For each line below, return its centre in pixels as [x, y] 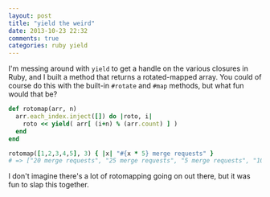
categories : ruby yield [48, 46]
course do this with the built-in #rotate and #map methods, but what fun [126, 86]
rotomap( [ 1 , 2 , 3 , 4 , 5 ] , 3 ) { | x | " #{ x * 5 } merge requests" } [111, 154]
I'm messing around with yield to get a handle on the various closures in [129, 68]
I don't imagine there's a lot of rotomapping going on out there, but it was [129, 176]
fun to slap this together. [49, 185]
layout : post [30, 16]
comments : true [34, 38]
